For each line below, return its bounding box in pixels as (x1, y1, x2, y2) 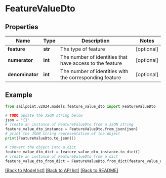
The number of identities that (60, 54, 127, 60)
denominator (7, 71, 39, 78)
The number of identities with (60, 68, 128, 75)
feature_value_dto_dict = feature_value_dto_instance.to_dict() (5, 149, 140, 154)
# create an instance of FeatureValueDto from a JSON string (5, 122, 134, 127)
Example (5, 91, 33, 99)
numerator (7, 57, 33, 63)
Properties (5, 23, 39, 31)
